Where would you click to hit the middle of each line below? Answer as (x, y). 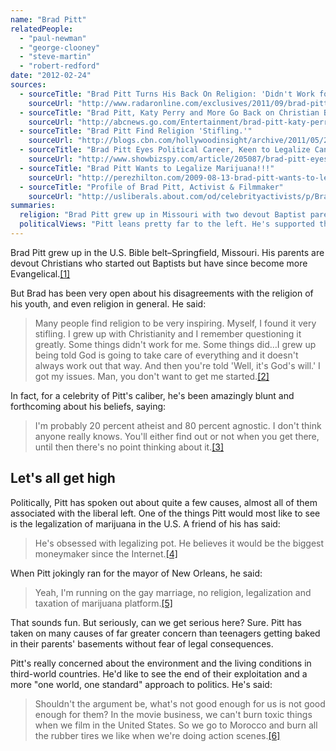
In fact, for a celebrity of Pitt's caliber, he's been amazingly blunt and (152, 395)
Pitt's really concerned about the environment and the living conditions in (161, 663)
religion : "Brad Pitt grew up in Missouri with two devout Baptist (163, 215)
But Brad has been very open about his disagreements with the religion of (162, 293)
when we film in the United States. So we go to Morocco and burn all (176, 725)
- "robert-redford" (60, 66)
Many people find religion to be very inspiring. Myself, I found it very (175, 323)
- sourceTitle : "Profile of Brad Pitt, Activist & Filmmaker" (151, 187)
